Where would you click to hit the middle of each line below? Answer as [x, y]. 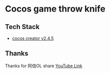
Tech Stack [22, 27]
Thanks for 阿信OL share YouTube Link [44, 66]
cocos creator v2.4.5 [33, 38]
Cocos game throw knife [55, 9]
